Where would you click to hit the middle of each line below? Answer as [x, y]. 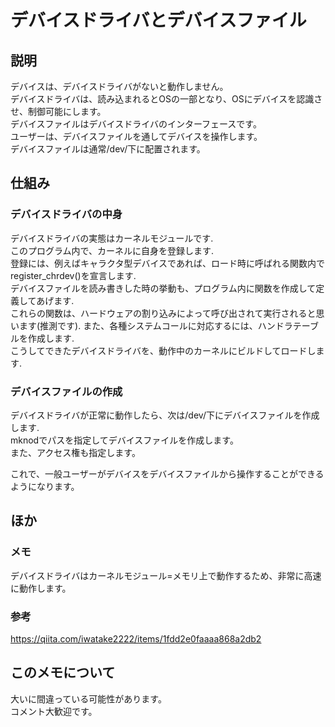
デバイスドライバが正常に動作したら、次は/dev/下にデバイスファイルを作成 [165, 415]
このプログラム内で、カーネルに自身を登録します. [112, 250]
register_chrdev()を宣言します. [73, 275]
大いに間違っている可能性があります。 [88, 698]
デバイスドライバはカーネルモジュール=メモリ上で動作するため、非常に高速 [166, 575]
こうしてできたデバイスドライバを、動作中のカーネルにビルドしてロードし [163, 350]
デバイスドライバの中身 [66, 214]
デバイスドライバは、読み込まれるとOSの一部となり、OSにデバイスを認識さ [166, 99]
